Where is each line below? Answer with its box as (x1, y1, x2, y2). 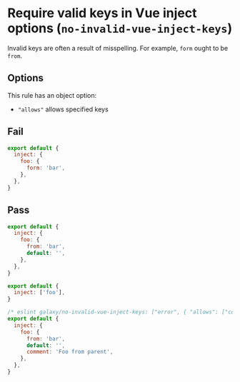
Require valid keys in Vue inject (7, 5, 197, 21)
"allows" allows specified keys (17, 105, 109, 114)
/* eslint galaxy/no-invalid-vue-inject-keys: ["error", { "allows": (7, 308, 219, 316)
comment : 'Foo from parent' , (26, 348, 114, 356)
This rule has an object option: (7, 91, 97, 99)
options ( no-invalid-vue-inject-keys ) (7, 20, 233, 36)
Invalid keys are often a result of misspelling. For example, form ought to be (7, 44, 229, 52)
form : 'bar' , (26, 164, 66, 172)
